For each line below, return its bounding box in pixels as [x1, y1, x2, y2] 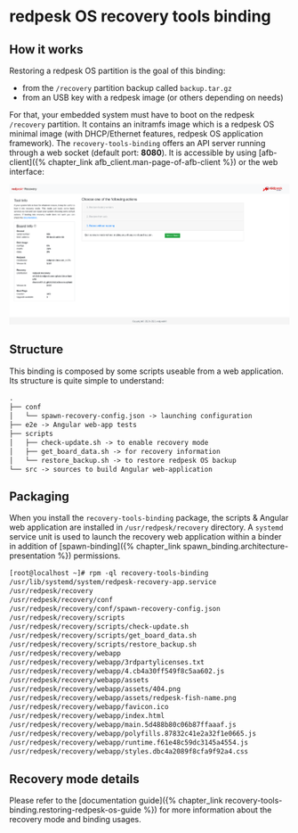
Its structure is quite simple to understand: [9, 375, 165, 385]
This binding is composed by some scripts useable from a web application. [9, 366, 285, 376]
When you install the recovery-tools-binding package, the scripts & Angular [9, 513, 289, 524]
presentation [9, 550, 56, 561]
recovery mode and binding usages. [9, 814, 142, 825]
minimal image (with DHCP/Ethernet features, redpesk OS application [9, 128, 264, 139]
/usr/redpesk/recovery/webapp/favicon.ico [9, 703, 169, 712]
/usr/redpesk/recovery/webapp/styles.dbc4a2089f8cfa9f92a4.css [9, 747, 249, 756]
